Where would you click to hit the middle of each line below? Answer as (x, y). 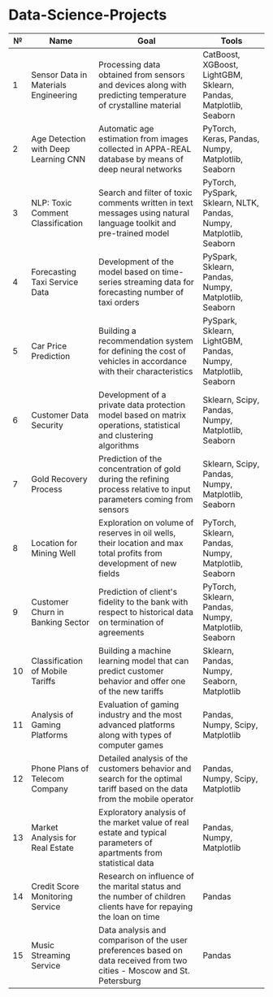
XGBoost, (221, 64)
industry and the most (141, 714)
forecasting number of (141, 292)
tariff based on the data (143, 788)
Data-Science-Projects (88, 15)
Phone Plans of (60, 768)
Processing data (130, 64)
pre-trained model (134, 233)
